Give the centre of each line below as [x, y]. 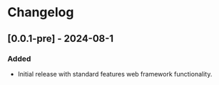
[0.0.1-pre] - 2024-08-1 [61, 39]
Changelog [41, 12]
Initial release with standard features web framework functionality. [115, 74]
